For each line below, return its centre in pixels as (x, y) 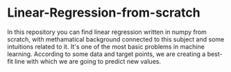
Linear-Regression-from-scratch (104, 13)
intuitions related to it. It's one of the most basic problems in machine (106, 46)
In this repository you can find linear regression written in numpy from (107, 32)
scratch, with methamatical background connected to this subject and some (116, 39)
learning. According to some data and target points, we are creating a (106, 54)
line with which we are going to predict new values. (88, 61)
